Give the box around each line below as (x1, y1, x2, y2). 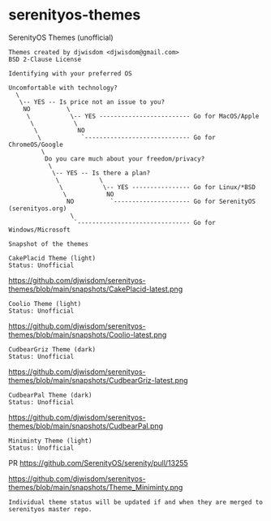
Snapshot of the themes (8, 239, 89, 248)
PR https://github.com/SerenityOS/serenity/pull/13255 (8, 458, 188, 467)
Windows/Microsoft (8, 226, 71, 234)
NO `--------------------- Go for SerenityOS (66, 197, 256, 205)
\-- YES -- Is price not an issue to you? (19, 97, 165, 106)
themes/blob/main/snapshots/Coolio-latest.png (8, 329, 167, 339)
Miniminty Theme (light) (8, 437, 92, 445)
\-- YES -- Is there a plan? (51, 169, 151, 177)
